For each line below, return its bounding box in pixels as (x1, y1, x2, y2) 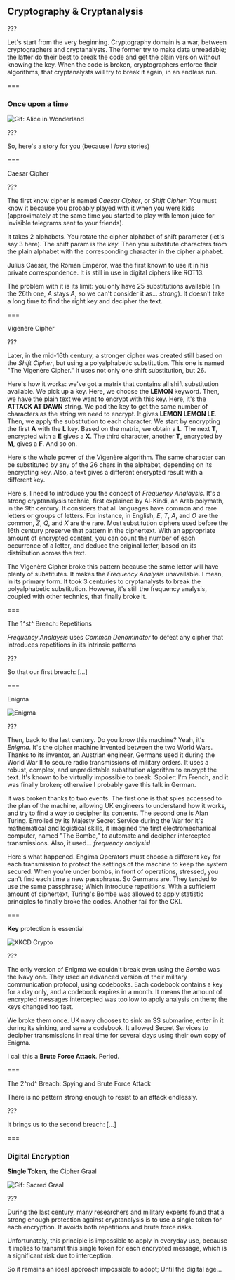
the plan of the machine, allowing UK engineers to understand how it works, (7, 802, 227, 810)
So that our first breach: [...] (7, 668, 88, 676)
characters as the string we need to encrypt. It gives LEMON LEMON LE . (7, 410, 217, 418)
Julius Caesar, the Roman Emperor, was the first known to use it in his (7, 261, 209, 270)
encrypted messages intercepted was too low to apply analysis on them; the (7, 995, 228, 1003)
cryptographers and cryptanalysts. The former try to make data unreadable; (7, 45, 227, 53)
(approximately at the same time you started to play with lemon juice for (7, 211, 215, 220)
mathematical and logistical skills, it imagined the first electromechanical (7, 824, 217, 833)
